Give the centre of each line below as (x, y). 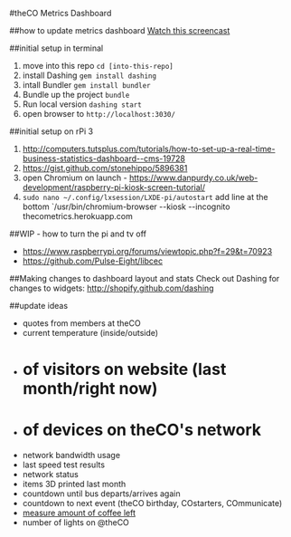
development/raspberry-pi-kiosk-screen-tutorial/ (114, 187)
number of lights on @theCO (75, 523)
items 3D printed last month (74, 484)
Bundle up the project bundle (76, 95)
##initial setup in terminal (56, 48)
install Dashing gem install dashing (89, 75)
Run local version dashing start (82, 104)
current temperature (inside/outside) (90, 333)
